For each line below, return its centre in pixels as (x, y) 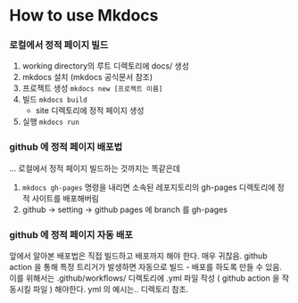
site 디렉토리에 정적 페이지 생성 (90, 111)
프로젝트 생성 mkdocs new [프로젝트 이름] (92, 88)
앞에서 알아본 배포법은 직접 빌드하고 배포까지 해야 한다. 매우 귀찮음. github (138, 256)
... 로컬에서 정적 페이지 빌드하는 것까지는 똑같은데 (95, 168)
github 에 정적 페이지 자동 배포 (71, 234)
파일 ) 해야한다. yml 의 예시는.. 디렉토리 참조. (111, 290)
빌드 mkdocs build (54, 100)
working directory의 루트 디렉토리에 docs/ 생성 (106, 66)
